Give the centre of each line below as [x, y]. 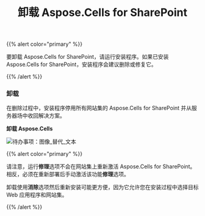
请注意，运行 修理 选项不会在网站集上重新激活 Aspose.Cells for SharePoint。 [101, 166]
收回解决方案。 [46, 116]
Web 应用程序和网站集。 [37, 195]
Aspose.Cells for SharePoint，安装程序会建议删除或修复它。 [81, 64]
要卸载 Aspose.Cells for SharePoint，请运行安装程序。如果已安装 [88, 57]
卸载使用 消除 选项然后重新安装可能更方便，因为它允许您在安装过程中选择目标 [103, 187]
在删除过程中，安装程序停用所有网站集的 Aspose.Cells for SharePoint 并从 [99, 108]
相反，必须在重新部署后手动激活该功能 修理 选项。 [68, 174]
